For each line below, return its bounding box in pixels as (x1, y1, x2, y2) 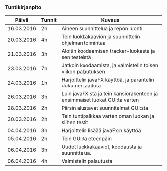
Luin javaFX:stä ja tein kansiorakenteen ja (61, 90, 158, 97)
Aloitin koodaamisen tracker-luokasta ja (61, 48, 155, 55)
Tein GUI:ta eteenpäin (61, 135, 112, 142)
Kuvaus (101, 17, 120, 24)
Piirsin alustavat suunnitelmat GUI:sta (61, 105, 148, 112)
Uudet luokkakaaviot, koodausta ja (61, 143, 142, 150)
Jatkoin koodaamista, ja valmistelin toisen (61, 62, 158, 69)
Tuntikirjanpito (5, 4, 42, 11)
